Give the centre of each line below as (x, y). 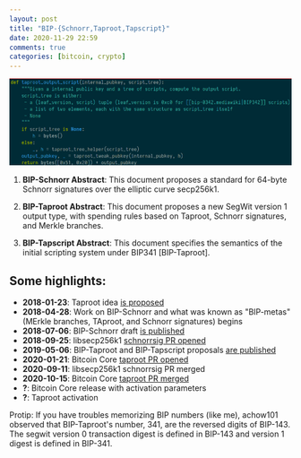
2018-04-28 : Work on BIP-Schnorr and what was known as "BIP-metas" (156, 312)
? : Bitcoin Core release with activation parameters (114, 388)
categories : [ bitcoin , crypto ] (68, 57)
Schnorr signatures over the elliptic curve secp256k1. (120, 189)
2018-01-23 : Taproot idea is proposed (93, 302)
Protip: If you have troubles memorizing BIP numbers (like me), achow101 (144, 415)
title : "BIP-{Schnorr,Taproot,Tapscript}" (90, 28)
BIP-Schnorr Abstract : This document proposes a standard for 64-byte (155, 180)
